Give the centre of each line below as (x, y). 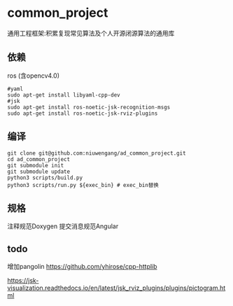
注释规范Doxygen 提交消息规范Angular (63, 226)
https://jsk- (23, 281)
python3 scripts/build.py (45, 178)
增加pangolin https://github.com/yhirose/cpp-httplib (82, 267)
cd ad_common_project (39, 159)
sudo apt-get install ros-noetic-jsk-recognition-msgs (89, 107)
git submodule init (36, 165)
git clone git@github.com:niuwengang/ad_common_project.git (97, 153)
